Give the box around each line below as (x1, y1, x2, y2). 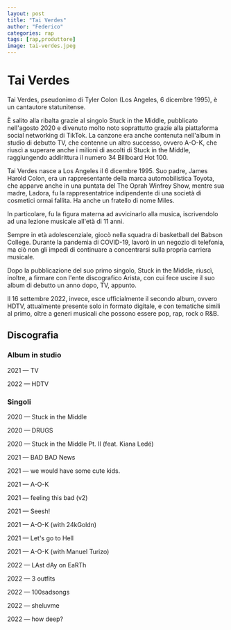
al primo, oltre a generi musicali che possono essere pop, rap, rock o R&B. (7, 309, 219, 317)
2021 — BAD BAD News (7, 453, 76, 461)
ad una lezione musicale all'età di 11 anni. (7, 217, 125, 225)
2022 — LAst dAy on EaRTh (7, 560, 87, 569)
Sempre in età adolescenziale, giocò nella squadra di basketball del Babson (7, 230, 223, 239)
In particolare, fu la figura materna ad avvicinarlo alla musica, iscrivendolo (7, 209, 219, 218)
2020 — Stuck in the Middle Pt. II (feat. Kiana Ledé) (7, 439, 154, 448)
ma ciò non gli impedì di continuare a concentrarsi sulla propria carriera (7, 245, 212, 254)
